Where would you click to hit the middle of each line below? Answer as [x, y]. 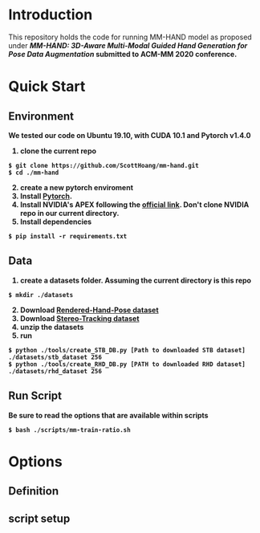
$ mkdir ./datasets [41, 295]
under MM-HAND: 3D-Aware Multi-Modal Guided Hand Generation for [128, 45]
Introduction [51, 15]
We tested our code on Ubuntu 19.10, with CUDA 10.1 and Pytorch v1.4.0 [130, 135]
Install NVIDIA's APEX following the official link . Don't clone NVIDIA [134, 204]
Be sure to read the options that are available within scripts [108, 415]
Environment [41, 116]
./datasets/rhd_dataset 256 [55, 371]
